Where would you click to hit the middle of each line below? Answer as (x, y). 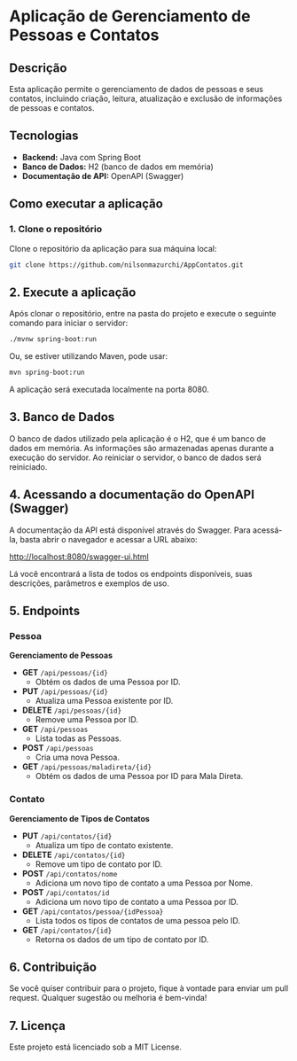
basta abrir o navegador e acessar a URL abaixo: (109, 539)
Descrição (38, 68)
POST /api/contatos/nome (70, 873)
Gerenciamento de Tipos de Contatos (80, 818)
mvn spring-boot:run (47, 373)
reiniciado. (28, 466)
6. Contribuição (53, 967)
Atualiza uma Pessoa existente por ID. (104, 701)
